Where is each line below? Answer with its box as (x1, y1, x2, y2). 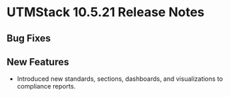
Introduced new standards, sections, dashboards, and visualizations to (16, 75, 224, 83)
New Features (6, 56, 69, 67)
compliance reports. (16, 82, 76, 91)
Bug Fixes (6, 32, 51, 44)
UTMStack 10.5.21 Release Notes (6, 4, 205, 20)
